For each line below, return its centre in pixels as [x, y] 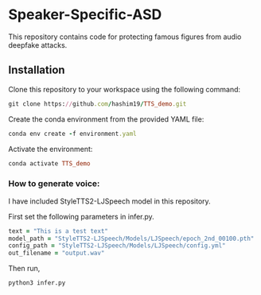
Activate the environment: [51, 149]
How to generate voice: [54, 184]
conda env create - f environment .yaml [72, 134]
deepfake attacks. [38, 45]
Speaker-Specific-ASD [85, 15]
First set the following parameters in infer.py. [82, 216]
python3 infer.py [37, 283]
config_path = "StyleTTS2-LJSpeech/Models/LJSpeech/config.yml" [117, 246]
